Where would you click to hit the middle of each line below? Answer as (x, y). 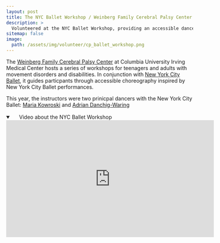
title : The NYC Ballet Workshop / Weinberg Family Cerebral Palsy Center (99, 17)
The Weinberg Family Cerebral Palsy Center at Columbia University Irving (96, 61)
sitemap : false (25, 34)
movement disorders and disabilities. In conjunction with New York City (93, 74)
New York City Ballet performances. (50, 87)
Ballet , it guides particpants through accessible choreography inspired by (96, 80)
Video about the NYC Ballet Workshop (65, 117)
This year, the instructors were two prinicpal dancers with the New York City (99, 98)
